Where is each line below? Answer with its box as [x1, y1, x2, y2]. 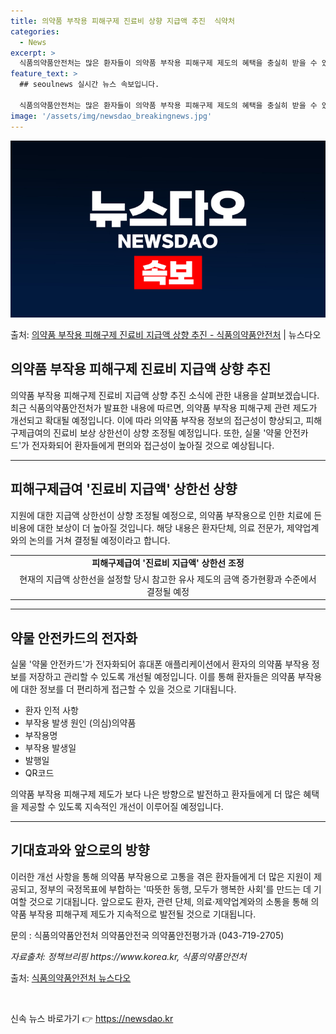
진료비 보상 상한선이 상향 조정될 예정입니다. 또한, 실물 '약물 [53, 426, 283, 439]
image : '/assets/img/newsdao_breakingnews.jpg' [10, 111, 213, 121]
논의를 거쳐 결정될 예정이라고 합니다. [28, 534, 171, 546]
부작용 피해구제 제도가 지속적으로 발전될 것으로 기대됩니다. [28, 908, 257, 920]
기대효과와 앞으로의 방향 [10, 842, 150, 859]
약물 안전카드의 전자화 [10, 630, 138, 647]
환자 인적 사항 [24, 704, 79, 716]
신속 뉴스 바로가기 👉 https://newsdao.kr [10, 1012, 174, 1024]
